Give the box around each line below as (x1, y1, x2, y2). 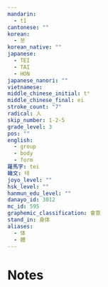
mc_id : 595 (7, 203, 40, 211)
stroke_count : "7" (7, 104, 62, 111)
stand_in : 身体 (7, 216, 50, 223)
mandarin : (7, 10, 37, 18)
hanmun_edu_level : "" (7, 190, 72, 197)
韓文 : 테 (7, 169, 30, 177)
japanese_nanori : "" (7, 76, 69, 84)
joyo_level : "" (7, 176, 53, 183)
